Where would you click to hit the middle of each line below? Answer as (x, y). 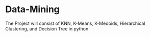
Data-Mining (33, 9)
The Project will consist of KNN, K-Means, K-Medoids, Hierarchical (75, 23)
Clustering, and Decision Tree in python (47, 28)
